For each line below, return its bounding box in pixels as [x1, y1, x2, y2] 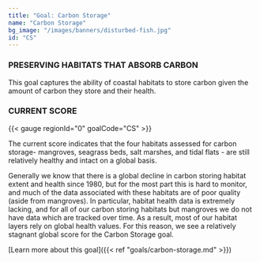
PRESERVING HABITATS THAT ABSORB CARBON [8, 60, 199, 71]
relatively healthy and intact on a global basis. [8, 155, 157, 165]
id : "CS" [8, 33, 37, 42]
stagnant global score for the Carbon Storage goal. [8, 230, 174, 239]
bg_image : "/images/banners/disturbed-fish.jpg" [8, 26, 171, 34]
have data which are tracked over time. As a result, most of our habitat [8, 212, 238, 222]
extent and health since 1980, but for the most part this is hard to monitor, [8, 179, 247, 189]
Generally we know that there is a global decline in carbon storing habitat [8, 170, 247, 180]
